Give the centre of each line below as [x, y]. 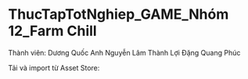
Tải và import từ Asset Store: [54, 67]
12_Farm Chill [52, 31]
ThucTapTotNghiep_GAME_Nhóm [119, 14]
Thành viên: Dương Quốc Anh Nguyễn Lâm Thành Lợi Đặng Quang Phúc [124, 52]
